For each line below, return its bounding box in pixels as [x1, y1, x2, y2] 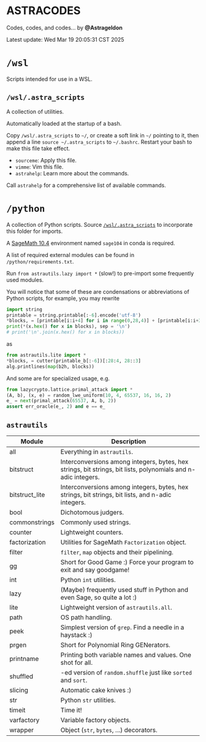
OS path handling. [60, 613, 112, 621]
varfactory [9, 716, 40, 724]
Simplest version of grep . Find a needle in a [60, 623, 185, 632]
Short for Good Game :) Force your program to [60, 557, 194, 566]
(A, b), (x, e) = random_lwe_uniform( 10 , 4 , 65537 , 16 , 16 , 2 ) [6, 392, 172, 399]
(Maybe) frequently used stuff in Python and [60, 585, 189, 594]
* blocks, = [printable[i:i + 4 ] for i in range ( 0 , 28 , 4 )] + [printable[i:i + [6, 318, 199, 324]
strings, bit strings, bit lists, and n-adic [60, 490, 172, 499]
